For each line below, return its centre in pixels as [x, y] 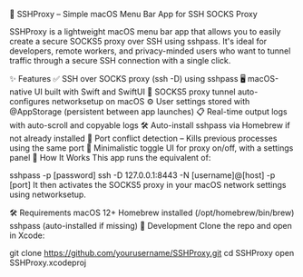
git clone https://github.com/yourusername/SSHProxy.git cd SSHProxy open [152, 253]
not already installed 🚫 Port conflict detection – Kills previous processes [143, 138]
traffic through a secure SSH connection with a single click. [120, 60]
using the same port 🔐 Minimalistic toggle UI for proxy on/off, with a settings [151, 148]
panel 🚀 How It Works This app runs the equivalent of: [110, 158]
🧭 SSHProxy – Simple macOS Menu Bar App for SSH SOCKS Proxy [134, 14]
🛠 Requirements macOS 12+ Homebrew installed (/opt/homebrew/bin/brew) [152, 213]
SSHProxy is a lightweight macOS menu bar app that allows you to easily [145, 31]
